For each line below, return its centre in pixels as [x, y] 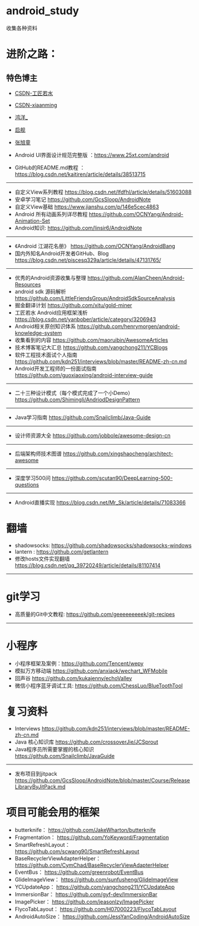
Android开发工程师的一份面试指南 [55, 368]
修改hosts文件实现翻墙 [42, 558]
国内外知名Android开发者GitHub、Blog [62, 253]
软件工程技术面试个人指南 [46, 355]
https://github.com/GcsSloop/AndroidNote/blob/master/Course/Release [102, 780]
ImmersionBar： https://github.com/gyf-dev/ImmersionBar [86, 894]
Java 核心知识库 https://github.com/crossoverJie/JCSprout [86, 742]
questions [27, 484]
